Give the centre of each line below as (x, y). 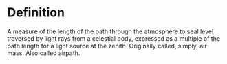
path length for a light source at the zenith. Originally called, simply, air (107, 46)
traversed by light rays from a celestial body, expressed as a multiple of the (114, 38)
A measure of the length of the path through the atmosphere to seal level (110, 31)
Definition (36, 13)
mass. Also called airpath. (44, 53)
